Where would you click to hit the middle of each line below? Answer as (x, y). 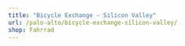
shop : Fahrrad (31, 30)
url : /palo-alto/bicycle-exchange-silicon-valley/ (93, 23)
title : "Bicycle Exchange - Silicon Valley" (82, 15)
